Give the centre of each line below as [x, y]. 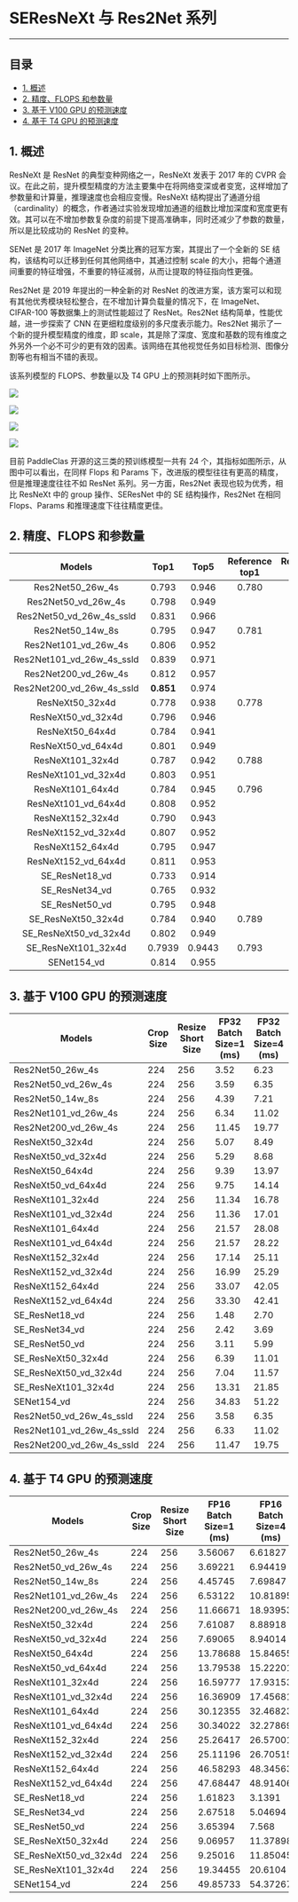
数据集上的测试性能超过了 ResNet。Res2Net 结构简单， [158, 312]
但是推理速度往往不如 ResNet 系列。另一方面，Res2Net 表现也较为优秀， [142, 483]
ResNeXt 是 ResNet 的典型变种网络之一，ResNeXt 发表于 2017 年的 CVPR [143, 175]
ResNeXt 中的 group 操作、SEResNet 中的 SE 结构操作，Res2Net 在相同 [150, 494]
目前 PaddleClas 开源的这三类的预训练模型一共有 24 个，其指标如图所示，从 [148, 461]
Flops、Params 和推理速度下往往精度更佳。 [89, 505]
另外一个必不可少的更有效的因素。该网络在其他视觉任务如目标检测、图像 [149, 345]
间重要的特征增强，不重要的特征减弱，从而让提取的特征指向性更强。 [133, 271]
